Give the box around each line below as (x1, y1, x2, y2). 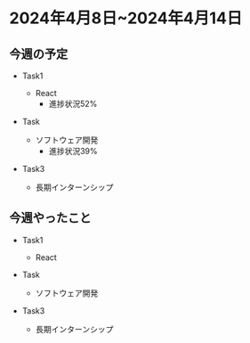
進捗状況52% (48, 99, 98, 109)
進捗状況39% (48, 146, 98, 156)
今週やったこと (9, 210, 92, 225)
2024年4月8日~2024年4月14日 (9, 8, 243, 29)
